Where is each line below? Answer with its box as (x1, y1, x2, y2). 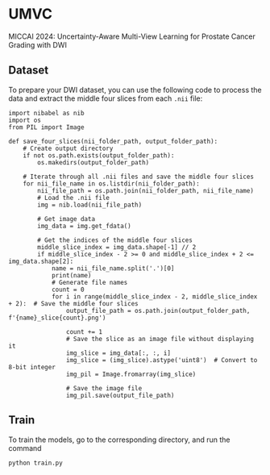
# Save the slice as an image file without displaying (65, 335, 254, 343)
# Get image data (37, 215, 95, 223)
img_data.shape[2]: (8, 257, 74, 265)
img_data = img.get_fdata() (37, 222, 131, 230)
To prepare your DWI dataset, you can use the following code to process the (8, 85, 262, 94)
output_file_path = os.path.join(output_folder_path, (65, 306, 251, 315)
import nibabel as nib (8, 109, 85, 117)
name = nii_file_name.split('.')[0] (51, 264, 175, 273)
